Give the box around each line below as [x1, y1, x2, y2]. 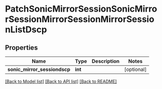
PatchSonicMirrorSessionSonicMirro [5, 3, 158, 15]
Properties [5, 43, 38, 52]
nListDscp [5, 24, 47, 35]
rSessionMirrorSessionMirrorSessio [5, 14, 155, 25]
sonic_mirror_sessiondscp [7, 66, 71, 72]
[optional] [124, 66, 147, 72]
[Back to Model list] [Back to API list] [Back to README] [5, 79, 117, 84]
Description [92, 58, 120, 64]
